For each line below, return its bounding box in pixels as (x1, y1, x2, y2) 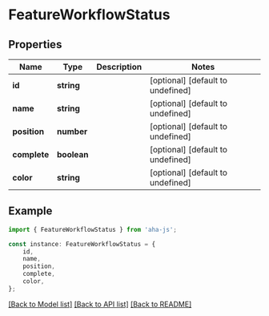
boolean (57, 149, 89, 160)
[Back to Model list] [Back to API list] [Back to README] (8, 299, 192, 309)
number (57, 126, 88, 137)
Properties (8, 38, 62, 51)
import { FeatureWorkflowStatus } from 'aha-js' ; (8, 225, 178, 233)
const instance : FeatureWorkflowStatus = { (8, 240, 156, 248)
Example (8, 205, 53, 218)
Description (96, 62, 143, 72)
